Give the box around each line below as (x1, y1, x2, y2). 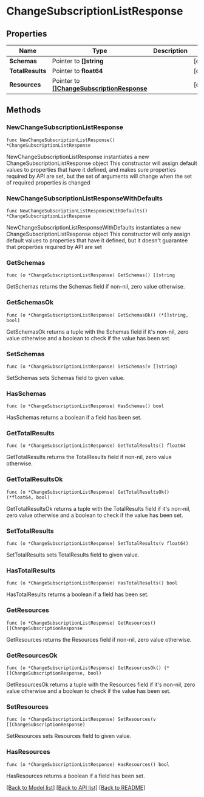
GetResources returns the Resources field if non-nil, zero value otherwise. (6, 636, 192, 643)
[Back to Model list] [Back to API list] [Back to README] (6, 784, 146, 791)
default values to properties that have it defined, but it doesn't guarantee (6, 236, 188, 244)
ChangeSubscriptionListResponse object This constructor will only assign (6, 230, 191, 237)
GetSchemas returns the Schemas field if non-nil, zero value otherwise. (6, 283, 185, 290)
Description (153, 47, 188, 55)
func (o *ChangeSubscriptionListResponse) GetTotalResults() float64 (6, 443, 186, 449)
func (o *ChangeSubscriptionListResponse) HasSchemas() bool (6, 403, 165, 409)
